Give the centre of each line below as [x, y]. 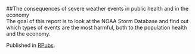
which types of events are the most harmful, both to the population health [97, 27]
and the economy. [28, 34]
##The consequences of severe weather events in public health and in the [97, 9]
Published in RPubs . [31, 45]
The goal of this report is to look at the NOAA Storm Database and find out [97, 21]
